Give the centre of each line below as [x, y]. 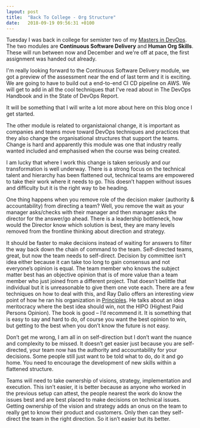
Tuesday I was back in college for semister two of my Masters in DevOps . [96, 40]
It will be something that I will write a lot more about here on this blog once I [99, 108]
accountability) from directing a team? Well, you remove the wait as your [95, 206]
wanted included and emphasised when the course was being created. [93, 151]
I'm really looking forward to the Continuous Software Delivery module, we [98, 71]
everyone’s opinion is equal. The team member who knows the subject [93, 268]
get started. [20, 114]
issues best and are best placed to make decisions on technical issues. [93, 400]
